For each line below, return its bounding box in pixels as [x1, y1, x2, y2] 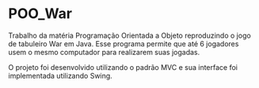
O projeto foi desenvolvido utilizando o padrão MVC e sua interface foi [8, 62, 238, 71]
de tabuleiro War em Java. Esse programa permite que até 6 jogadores [8, 38, 239, 48]
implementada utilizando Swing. [8, 71, 112, 80]
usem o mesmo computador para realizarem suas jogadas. [8, 47, 200, 57]
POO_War [8, 5, 73, 23]
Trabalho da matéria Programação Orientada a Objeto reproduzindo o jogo [8, 31, 251, 40]
